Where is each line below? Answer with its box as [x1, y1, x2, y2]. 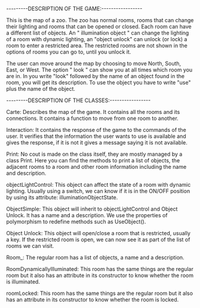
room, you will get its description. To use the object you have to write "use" [6, 79, 191, 86]
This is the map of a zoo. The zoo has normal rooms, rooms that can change [6, 17, 194, 23]
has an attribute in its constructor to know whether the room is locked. [6, 296, 179, 303]
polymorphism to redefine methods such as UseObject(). [6, 218, 146, 225]
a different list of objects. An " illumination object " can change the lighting [6, 29, 189, 36]
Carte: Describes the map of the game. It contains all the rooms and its [6, 109, 180, 115]
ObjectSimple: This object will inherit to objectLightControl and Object [6, 205, 178, 212]
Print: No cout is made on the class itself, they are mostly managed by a [6, 150, 183, 158]
